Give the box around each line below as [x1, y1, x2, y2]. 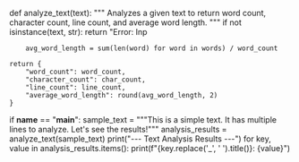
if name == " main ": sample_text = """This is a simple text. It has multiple [9, 115, 278, 124]
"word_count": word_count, [25, 67, 126, 76]
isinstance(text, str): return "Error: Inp [9, 27, 148, 37]
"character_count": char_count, [25, 75, 146, 84]
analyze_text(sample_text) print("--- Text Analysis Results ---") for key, [9, 133, 271, 144]
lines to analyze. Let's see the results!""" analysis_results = [9, 124, 227, 134]
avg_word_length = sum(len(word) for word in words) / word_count [25, 44, 278, 53]
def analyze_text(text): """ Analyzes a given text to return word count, [9, 8, 267, 18]
